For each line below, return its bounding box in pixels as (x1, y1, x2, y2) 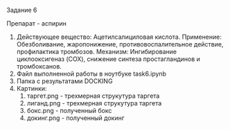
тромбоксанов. (16, 62, 62, 70)
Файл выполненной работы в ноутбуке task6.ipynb (16, 69, 167, 78)
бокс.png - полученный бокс (26, 107, 112, 114)
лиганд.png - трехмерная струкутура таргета (26, 99, 162, 107)
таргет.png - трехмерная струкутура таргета (26, 92, 160, 100)
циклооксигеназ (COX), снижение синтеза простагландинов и (16, 55, 200, 63)
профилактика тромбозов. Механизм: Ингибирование (16, 48, 177, 55)
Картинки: (16, 85, 47, 92)
